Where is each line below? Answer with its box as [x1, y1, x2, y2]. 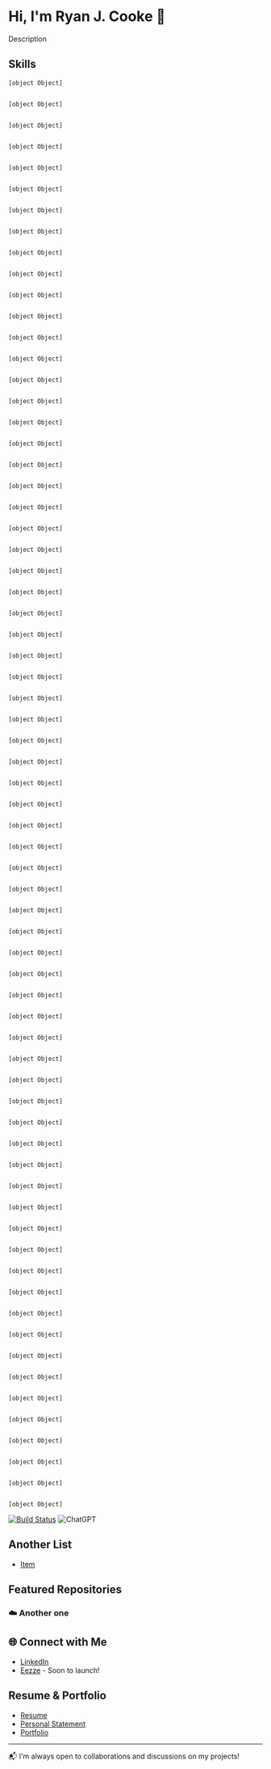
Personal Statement [19, 1719, 86, 1729]
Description [8, 34, 47, 44]
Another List [8, 1538, 73, 1552]
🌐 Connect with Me [8, 1636, 107, 1649]
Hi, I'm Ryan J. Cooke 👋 [8, 7, 166, 26]
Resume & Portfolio [8, 1689, 106, 1703]
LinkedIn [19, 1657, 49, 1666]
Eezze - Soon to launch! [19, 1665, 100, 1675]
